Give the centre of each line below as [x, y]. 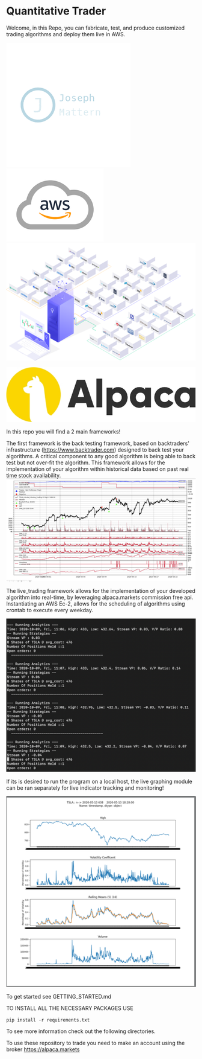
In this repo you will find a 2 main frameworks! [63, 432]
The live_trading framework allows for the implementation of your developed [101, 590]
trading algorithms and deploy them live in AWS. [66, 34]
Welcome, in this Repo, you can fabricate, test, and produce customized [96, 28]
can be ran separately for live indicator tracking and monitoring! [85, 788]
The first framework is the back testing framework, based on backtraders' [98, 443]
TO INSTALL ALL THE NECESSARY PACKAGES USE [70, 1008]
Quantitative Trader [56, 11]
